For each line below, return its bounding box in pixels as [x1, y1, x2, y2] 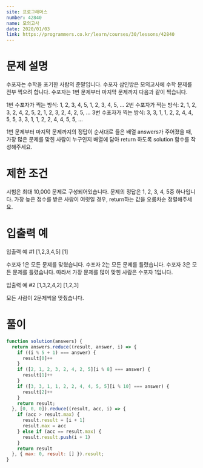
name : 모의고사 [6, 20, 39, 26]
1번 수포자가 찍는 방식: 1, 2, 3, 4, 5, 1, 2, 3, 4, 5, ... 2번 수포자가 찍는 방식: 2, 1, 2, [6, 101, 197, 109]
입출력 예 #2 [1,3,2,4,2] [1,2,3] [6, 281, 79, 288]
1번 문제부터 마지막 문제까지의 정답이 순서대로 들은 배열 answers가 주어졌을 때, [6, 128, 193, 135]
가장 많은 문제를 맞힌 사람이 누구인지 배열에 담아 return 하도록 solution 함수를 [6, 136, 190, 143]
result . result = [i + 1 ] [22, 417, 85, 424]
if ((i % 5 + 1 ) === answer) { [17, 350, 96, 356]
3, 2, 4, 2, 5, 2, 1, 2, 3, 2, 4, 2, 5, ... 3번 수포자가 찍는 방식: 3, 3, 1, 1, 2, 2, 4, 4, [6, 109, 193, 116]
